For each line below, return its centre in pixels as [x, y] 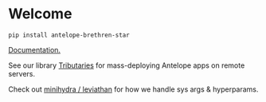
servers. [22, 73]
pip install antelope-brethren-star [69, 35]
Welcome [40, 14]
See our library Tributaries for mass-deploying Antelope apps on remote [127, 65]
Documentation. [35, 49]
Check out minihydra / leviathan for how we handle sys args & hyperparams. [133, 89]
